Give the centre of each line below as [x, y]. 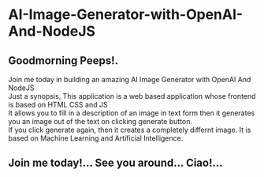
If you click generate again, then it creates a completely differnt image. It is [130, 130]
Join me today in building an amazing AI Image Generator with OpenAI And [130, 79]
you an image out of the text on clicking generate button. [100, 121]
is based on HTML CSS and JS [58, 105]
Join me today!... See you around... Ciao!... [115, 163]
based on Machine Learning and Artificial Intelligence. [96, 138]
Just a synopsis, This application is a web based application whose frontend [132, 96]
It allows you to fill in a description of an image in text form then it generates [132, 113]
